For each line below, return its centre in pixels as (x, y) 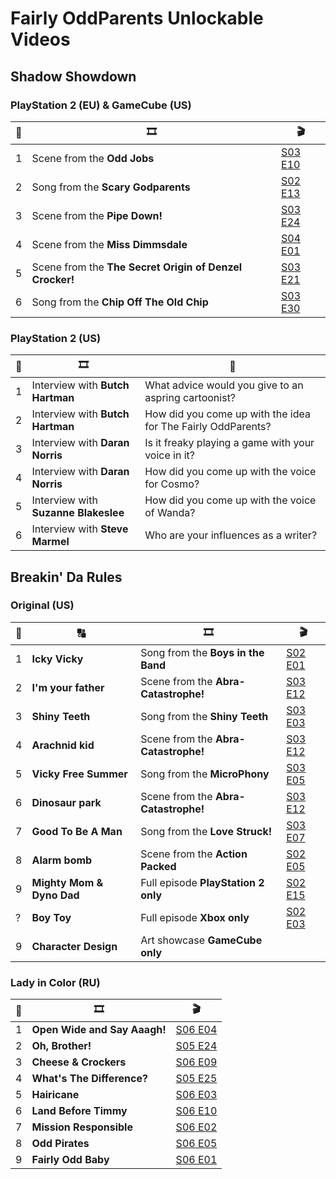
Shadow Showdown (73, 76)
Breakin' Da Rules (66, 577)
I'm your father (68, 687)
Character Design (74, 946)
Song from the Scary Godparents (111, 187)
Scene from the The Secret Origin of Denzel (137, 267)
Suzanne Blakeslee (78, 513)
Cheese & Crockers (79, 1062)
